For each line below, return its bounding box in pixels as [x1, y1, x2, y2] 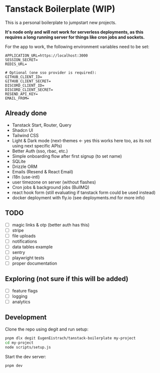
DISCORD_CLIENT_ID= [5, 83, 45, 88]
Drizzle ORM [12, 164, 38, 169]
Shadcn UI [12, 127, 33, 133]
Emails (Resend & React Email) [12, 168, 73, 174]
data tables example [12, 244, 53, 249]
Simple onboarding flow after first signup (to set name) [12, 153, 123, 159]
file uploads [12, 233, 36, 239]
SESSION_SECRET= [5, 57, 38, 62]
